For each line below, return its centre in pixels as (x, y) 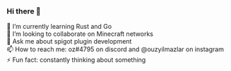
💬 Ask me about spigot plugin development (69, 41)
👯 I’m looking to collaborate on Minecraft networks (80, 34)
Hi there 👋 (24, 11)
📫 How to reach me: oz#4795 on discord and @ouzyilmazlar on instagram (115, 49)
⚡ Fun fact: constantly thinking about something (76, 60)
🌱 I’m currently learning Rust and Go (59, 27)
